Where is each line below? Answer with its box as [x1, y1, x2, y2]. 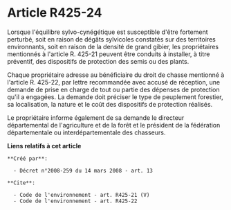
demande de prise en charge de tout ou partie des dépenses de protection [7, 85, 220, 94]
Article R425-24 [7, 5, 102, 21]
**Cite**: [7, 179, 36, 186]
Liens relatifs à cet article [7, 141, 82, 150]
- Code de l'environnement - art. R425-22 [13, 198, 138, 204]
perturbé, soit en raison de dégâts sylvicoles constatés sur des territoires [7, 35, 216, 43]
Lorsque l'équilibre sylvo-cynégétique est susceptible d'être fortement [7, 28, 208, 36]
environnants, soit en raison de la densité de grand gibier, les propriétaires [7, 42, 219, 51]
